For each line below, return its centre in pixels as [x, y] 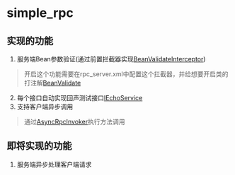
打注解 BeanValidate [52, 83]
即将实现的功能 [39, 146]
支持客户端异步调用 [45, 107]
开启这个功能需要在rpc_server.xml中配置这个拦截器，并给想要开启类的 [126, 74]
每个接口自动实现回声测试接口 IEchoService [80, 98]
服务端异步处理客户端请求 [54, 164]
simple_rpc [40, 13]
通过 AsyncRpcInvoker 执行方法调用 [74, 122]
